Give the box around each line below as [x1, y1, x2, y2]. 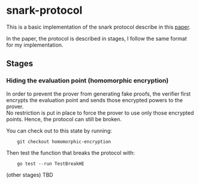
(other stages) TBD [6, 171, 53, 178]
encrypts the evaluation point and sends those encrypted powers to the [6, 96, 183, 103]
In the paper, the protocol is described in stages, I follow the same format [6, 35, 187, 42]
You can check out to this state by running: [6, 127, 112, 134]
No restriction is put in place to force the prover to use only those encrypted [6, 109, 194, 116]
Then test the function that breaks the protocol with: [6, 149, 135, 156]
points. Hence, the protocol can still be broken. [6, 115, 122, 122]
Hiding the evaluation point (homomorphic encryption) [6, 76, 169, 85]
